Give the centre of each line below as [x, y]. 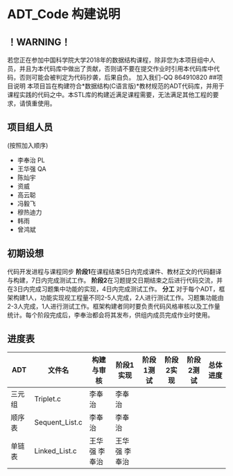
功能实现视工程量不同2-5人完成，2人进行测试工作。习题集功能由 [132, 297]
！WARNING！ [39, 42]
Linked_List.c [56, 451]
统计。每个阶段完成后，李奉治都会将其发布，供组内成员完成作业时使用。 [110, 315]
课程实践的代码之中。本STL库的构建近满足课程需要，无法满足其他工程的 [110, 95]
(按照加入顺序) [28, 145]
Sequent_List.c [59, 423]
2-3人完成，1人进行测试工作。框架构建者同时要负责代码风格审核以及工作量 [114, 306]
